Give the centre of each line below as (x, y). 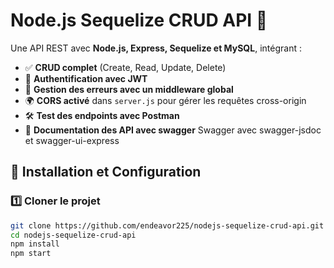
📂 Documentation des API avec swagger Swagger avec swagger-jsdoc (173, 130)
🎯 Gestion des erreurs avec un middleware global (129, 89)
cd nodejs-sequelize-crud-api (73, 235)
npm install (35, 244)
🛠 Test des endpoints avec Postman (102, 115)
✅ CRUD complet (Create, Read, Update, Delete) (125, 67)
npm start (31, 254)
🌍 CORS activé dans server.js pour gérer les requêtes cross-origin (165, 100)
